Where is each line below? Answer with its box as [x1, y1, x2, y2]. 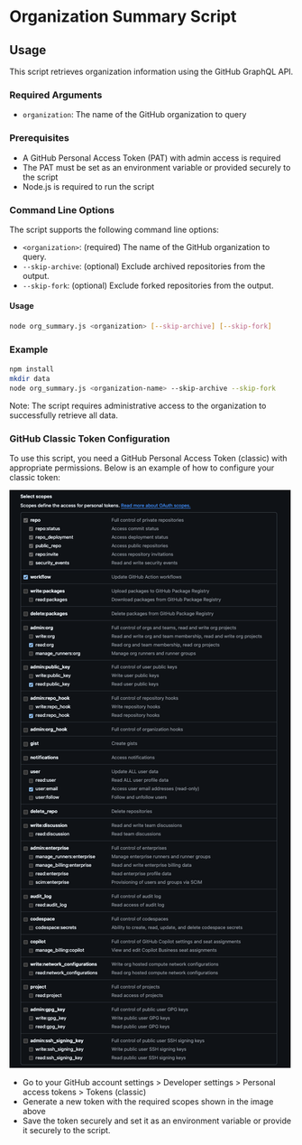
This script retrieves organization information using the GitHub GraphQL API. [9, 66, 294, 77]
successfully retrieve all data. [9, 409, 119, 421]
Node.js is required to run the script [22, 181, 155, 191]
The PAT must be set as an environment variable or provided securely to [22, 162, 291, 172]
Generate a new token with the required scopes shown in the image [22, 1096, 274, 1107]
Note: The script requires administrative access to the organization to [9, 400, 267, 411]
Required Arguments [9, 88, 103, 101]
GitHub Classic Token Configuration [9, 432, 170, 444]
